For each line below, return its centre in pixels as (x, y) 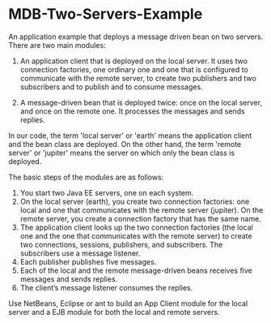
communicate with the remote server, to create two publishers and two (138, 78)
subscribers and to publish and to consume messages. (112, 87)
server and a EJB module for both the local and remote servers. (114, 312)
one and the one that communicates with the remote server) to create (136, 235)
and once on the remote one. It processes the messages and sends (132, 111)
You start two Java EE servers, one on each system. (107, 192)
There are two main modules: (57, 45)
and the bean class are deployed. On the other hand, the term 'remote (125, 144)
